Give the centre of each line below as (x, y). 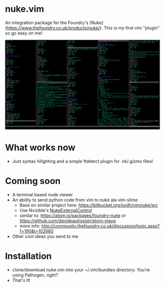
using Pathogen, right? (35, 275)
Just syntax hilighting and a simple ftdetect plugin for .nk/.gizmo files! (82, 161)
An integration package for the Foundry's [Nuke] (54, 23)
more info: (30, 226)
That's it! (21, 280)
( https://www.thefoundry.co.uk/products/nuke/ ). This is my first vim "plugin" (82, 27)
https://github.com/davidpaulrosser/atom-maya (68, 221)
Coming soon (33, 181)
